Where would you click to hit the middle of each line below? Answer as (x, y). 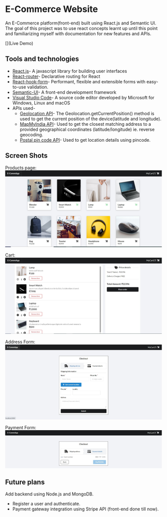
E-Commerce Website (52, 9)
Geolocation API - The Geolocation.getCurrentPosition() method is (87, 113)
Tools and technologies (42, 59)
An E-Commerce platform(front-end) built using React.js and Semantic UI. (81, 23)
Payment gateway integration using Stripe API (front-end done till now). (85, 509)
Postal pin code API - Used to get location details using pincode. (85, 140)
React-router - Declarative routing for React (56, 76)
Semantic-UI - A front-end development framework (64, 92)
